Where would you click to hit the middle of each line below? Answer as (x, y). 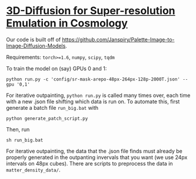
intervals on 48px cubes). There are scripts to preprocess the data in (89, 163)
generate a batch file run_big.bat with (52, 107)
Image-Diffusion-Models (36, 46)
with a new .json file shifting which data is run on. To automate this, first (93, 102)
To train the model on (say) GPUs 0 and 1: (57, 68)
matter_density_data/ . (33, 170)
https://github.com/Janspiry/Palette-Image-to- (118, 39)
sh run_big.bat (25, 140)
